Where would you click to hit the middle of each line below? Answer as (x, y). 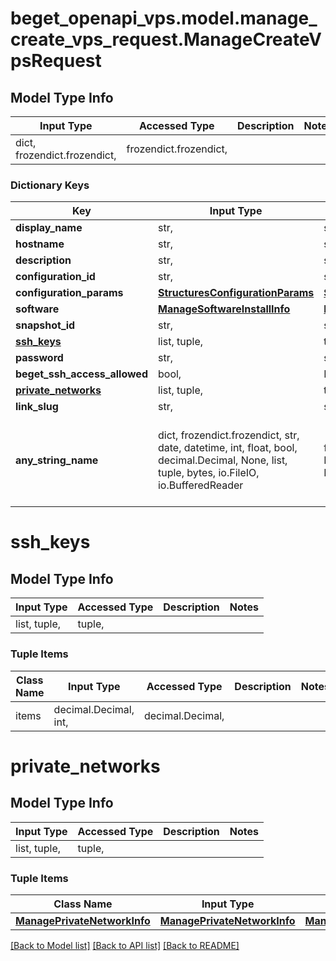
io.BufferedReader (200, 485)
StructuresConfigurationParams (236, 293)
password (39, 358)
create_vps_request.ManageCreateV (166, 39)
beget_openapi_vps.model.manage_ (164, 18)
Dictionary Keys (50, 185)
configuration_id (55, 277)
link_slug (37, 407)
